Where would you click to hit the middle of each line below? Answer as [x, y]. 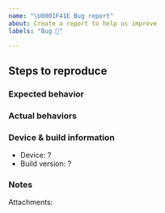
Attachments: [31, 202]
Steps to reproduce [58, 71]
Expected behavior [47, 94]
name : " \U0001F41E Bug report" [61, 16]
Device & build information [61, 137]
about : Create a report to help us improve [83, 23]
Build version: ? [46, 164]
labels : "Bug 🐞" [36, 31]
